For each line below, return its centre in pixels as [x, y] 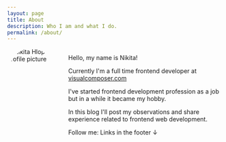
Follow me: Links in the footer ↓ [113, 132]
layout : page [26, 13]
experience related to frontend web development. [138, 119]
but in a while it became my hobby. [117, 99]
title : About [26, 20]
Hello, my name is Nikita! [103, 58]
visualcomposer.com [97, 79]
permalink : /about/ [35, 32]
